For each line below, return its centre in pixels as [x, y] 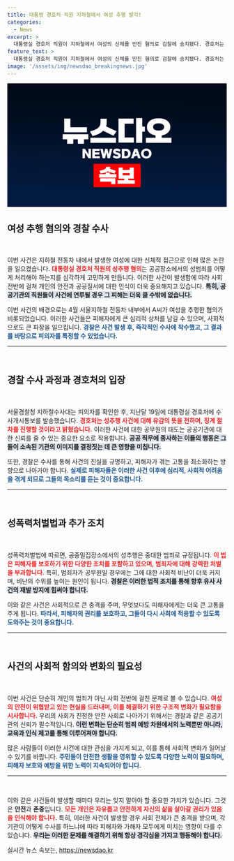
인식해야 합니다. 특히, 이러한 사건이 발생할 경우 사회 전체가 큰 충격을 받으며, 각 [120, 818]
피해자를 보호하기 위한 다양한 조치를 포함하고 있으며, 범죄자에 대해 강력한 [111, 564]
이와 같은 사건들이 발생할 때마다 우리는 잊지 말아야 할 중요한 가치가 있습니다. [110, 800]
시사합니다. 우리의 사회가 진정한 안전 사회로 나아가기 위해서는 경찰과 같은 [106, 715]
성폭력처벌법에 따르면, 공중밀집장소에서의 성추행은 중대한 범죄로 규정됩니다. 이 [113, 554]
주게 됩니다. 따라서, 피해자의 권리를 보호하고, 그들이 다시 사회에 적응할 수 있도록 [114, 613]
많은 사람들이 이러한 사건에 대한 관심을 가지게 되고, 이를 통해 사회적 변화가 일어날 [117, 748]
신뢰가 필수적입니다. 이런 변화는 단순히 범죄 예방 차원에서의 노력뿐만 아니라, [121, 724]
